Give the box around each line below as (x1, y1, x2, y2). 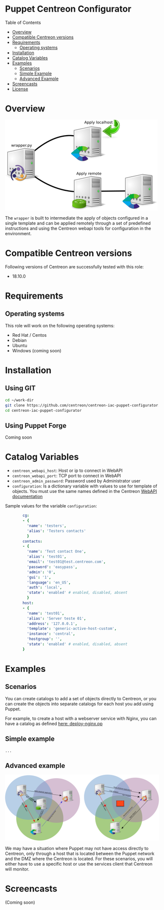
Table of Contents (5, 20, 41, 25)
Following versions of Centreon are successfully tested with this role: (5, 263, 144, 269)
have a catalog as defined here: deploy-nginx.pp (5, 721, 103, 727)
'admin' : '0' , (26, 569, 56, 574)
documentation (12, 494, 43, 500)
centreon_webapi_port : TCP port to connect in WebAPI (12, 473, 121, 479)
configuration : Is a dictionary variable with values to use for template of (12, 483, 158, 489)
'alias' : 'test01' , (26, 554, 67, 559)
